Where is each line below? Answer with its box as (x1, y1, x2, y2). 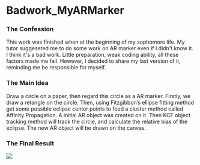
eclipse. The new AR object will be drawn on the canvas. (6, 124, 146, 132)
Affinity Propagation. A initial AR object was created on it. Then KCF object (6, 111, 191, 118)
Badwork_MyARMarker (6, 4, 124, 17)
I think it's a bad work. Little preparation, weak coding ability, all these (6, 51, 179, 59)
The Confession (6, 25, 54, 33)
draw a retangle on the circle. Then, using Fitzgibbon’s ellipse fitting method (6, 99, 194, 106)
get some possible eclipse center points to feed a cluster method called (6, 105, 184, 112)
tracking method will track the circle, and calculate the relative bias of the (6, 118, 188, 125)
